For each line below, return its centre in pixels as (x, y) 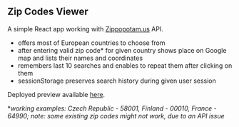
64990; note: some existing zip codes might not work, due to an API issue (116, 116)
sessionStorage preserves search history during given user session (117, 81)
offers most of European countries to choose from (91, 43)
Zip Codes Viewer (48, 12)
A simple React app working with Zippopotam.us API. (86, 29)
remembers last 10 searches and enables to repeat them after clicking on (125, 65)
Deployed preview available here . (56, 94)
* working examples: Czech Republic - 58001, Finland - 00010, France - (112, 108)
